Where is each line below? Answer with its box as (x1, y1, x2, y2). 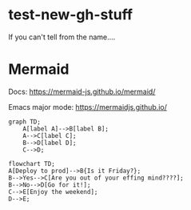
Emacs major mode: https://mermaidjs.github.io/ (8, 102, 168, 111)
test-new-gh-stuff (8, 6, 133, 24)
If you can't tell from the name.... (8, 32, 116, 42)
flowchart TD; (8, 160, 56, 168)
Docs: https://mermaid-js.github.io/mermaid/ (8, 87, 156, 96)
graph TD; (8, 118, 42, 126)
